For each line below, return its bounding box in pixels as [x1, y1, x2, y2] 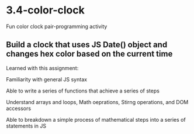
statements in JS [6, 122, 47, 129]
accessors [6, 105, 31, 112]
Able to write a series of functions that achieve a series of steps [6, 87, 160, 94]
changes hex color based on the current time [6, 49, 173, 59]
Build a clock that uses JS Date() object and [6, 40, 168, 50]
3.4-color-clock [6, 4, 85, 17]
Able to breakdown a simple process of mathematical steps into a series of [6, 116, 186, 123]
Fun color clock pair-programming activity [6, 23, 108, 30]
